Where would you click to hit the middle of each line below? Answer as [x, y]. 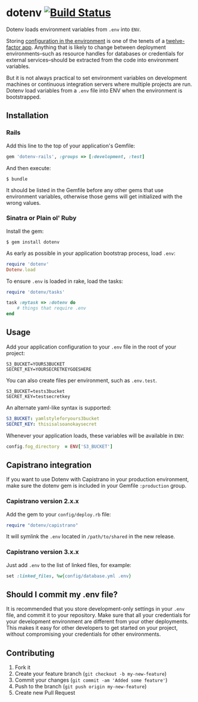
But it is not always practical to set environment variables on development [97, 78]
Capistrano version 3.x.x [43, 552]
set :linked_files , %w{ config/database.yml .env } [69, 576]
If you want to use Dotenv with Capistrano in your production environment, [98, 479]
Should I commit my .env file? [62, 595]
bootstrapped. [23, 97]
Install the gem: [25, 231]
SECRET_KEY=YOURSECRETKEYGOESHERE [49, 369]
